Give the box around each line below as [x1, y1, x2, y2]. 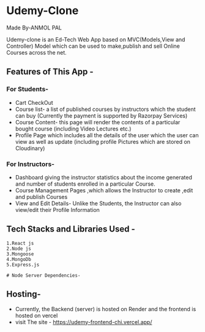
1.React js [6, 240, 34, 246]
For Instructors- [6, 160, 55, 168]
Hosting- [6, 289, 41, 300]
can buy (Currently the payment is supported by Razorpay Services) [15, 111, 188, 119]
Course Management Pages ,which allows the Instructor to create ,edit [15, 186, 193, 194]
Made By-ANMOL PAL [6, 24, 62, 31]
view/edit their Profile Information [15, 206, 100, 213]
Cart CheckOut [15, 99, 53, 106]
